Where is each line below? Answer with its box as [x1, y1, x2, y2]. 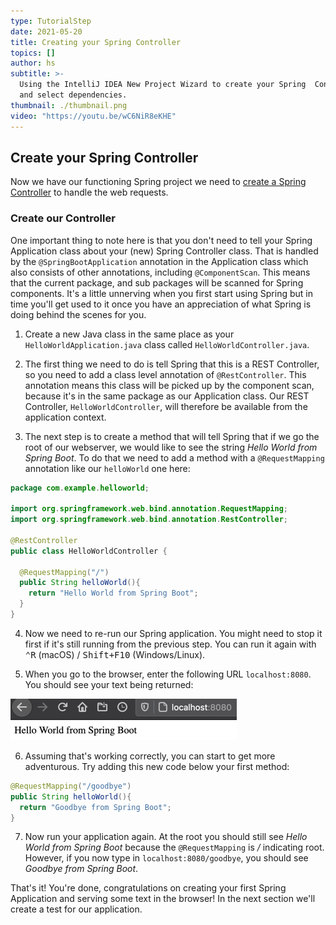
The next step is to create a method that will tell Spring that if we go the [24, 430, 320, 442]
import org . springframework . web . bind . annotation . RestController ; [10, 515, 288, 525]
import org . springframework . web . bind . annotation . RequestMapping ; [10, 504, 288, 514]
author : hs [10, 58, 56, 69]
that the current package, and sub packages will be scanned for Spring [10, 276, 304, 289]
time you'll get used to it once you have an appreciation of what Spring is [10, 298, 312, 310]
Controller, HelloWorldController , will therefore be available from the [24, 400, 308, 412]
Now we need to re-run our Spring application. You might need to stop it [24, 627, 323, 639]
